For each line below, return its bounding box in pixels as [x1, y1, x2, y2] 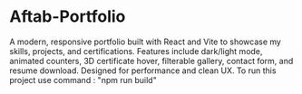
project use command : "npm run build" [9, 74, 157, 85]
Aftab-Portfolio [9, 6, 126, 27]
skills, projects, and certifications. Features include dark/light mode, [9, 45, 263, 56]
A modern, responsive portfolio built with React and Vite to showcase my [9, 36, 281, 47]
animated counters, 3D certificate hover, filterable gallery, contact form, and [9, 55, 294, 66]
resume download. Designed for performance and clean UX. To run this [9, 65, 277, 76]
